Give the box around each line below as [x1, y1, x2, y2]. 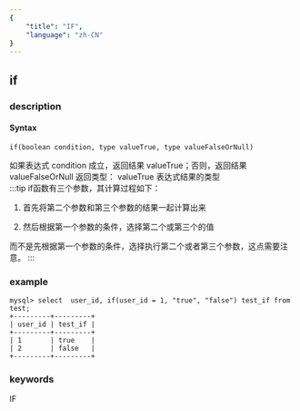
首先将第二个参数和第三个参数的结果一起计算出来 [22, 201, 206, 212]
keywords [9, 373, 55, 385]
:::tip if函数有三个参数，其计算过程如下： [9, 182, 161, 193]
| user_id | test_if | [9, 320, 95, 329]
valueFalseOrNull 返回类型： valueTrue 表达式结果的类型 [9, 170, 221, 182]
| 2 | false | [9, 344, 95, 354]
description [9, 99, 62, 112]
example [9, 275, 48, 288]
